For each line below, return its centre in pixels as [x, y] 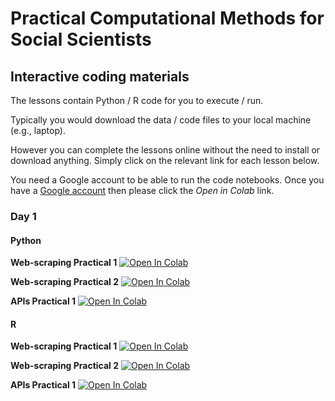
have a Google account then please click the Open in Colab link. [142, 190]
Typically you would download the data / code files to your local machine [161, 120]
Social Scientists [81, 39]
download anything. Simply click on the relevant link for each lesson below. [165, 160]
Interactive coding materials [100, 76]
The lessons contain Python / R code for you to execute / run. [137, 100]
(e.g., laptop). [38, 130]
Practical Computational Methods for [167, 18]
